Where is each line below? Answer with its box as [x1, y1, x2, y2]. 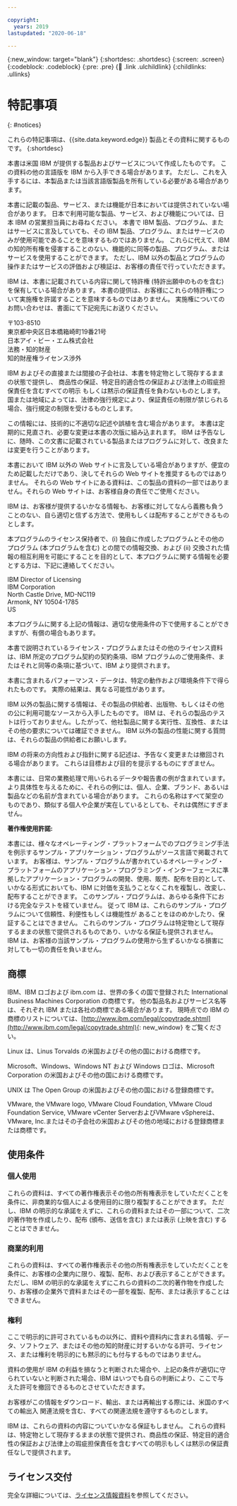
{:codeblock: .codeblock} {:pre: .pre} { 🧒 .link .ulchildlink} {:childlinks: [7, 63, 207, 71]
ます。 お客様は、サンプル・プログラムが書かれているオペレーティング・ [13, 857, 224, 866]
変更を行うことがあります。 [13, 446, 94, 454]
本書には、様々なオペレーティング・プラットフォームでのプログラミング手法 [7, 839, 229, 848]
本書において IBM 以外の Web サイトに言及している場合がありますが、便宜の [7, 461, 231, 469]
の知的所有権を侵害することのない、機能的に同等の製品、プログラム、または [7, 245, 230, 253]
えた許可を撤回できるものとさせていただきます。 [7, 1383, 150, 1392]
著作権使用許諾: [7, 825, 53, 833]
